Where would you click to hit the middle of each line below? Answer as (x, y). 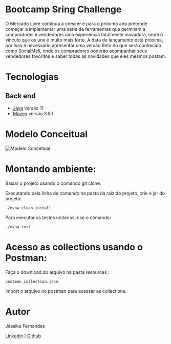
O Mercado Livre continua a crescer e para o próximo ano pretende (76, 24)
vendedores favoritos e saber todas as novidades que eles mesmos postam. (86, 56)
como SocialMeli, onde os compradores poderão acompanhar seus (76, 51)
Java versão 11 (28, 108)
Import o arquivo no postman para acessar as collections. (66, 291)
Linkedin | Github (23, 336)
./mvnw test (18, 227)
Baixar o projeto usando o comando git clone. (53, 183)
